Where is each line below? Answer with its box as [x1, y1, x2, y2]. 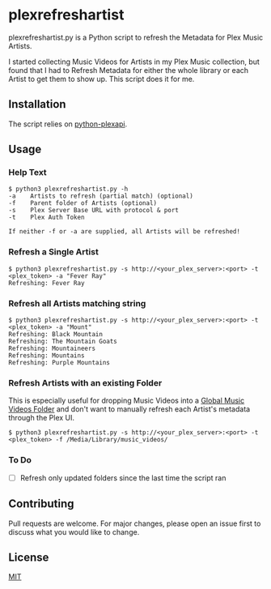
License [8, 550, 49, 564]
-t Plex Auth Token [8, 213, 85, 222]
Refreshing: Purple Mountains [8, 359, 111, 367]
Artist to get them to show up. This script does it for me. [8, 74, 195, 83]
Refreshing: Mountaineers [8, 344, 95, 353]
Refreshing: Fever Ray [8, 279, 85, 287]
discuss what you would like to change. [8, 527, 140, 536]
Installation [8, 97, 66, 111]
